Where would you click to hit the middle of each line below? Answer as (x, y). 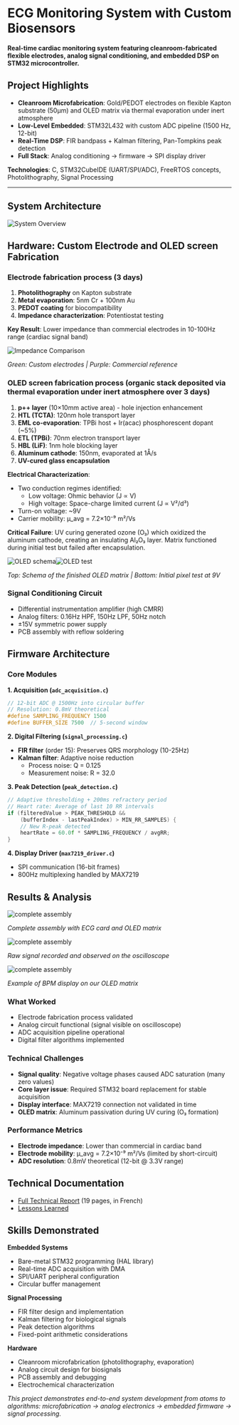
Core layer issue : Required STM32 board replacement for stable (112, 1089)
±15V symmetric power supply (62, 624)
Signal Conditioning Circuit (55, 593)
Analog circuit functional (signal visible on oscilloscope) (99, 1025)
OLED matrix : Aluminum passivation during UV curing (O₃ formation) (118, 1112)
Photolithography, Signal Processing (60, 177)
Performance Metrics (45, 1130)
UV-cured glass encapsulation (64, 461)
